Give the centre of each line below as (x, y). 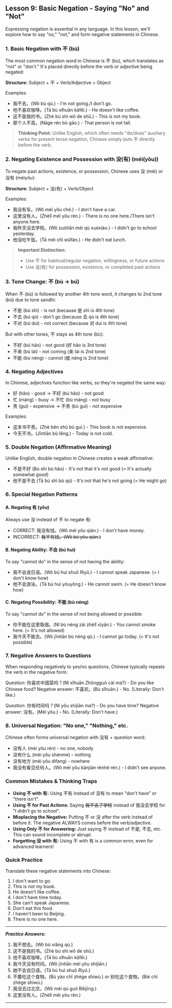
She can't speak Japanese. (41, 903)
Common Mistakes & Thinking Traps (51, 781)
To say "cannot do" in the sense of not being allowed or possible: (74, 614)
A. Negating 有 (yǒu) (27, 507)
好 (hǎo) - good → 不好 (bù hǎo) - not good (58, 393)
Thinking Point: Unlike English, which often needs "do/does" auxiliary (91, 133)
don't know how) (30, 578)
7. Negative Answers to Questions (48, 655)
